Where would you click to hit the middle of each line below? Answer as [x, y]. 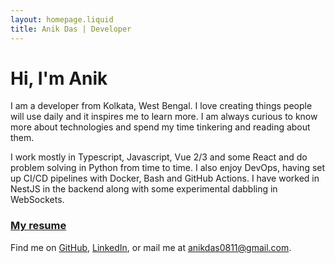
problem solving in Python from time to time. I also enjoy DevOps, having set [168, 168]
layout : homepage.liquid [62, 19]
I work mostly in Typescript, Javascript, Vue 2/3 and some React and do [159, 157]
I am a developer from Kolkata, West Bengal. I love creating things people [161, 106]
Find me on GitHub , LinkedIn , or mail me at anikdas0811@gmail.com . [151, 247]
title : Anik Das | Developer [71, 29]
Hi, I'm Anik [59, 78]
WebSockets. [37, 200]
